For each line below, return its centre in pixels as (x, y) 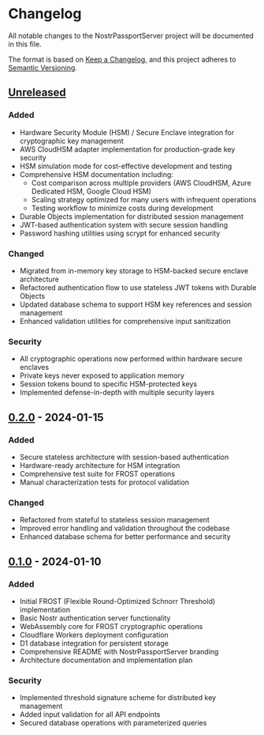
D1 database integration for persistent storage (94, 643)
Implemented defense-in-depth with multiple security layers (117, 393)
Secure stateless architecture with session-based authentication (124, 457)
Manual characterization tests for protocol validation (104, 482)
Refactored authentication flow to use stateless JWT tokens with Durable (138, 287)
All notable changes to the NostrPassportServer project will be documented (131, 36)
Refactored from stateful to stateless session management (115, 520)
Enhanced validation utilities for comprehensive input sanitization (125, 321)
